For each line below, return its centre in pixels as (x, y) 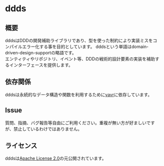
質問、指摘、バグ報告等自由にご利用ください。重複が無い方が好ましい (76, 122)
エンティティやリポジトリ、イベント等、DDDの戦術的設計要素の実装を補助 (80, 59)
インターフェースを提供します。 (41, 65)
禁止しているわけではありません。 (48, 129)
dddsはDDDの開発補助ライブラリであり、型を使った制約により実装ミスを (79, 40)
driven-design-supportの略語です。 (41, 53)
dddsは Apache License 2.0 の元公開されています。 (56, 158)
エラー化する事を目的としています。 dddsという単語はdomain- (85, 47)
